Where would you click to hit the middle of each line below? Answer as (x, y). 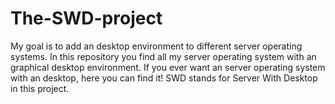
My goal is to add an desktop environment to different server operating (156, 46)
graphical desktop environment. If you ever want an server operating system (168, 67)
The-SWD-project (86, 18)
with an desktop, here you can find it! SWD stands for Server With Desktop (164, 78)
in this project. (40, 88)
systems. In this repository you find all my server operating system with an (163, 56)
